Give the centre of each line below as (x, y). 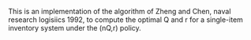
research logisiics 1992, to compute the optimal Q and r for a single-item (126, 20)
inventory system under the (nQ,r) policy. (75, 28)
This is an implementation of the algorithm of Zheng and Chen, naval (120, 11)
